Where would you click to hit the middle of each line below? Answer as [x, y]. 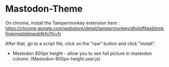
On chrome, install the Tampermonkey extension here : [63, 23]
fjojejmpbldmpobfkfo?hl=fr [33, 33]
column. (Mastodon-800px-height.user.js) [56, 58]
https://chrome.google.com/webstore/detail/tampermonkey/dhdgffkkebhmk [84, 28]
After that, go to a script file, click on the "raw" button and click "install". [80, 43]
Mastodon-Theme [44, 9]
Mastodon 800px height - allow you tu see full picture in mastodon [82, 53]
